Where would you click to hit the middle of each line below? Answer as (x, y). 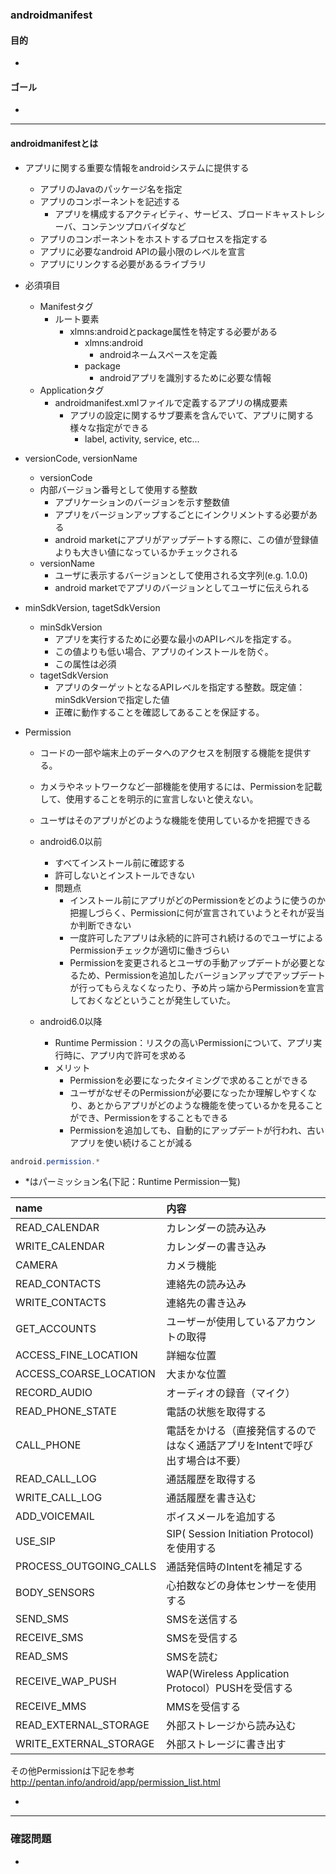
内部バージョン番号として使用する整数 (118, 489)
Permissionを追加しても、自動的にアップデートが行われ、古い (197, 1130)
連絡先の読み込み (206, 1285)
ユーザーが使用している (221, 1322)
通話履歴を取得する (211, 1480)
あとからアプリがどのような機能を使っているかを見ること (204, 1105)
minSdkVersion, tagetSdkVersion (92, 607)
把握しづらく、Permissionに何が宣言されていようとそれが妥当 (197, 912)
